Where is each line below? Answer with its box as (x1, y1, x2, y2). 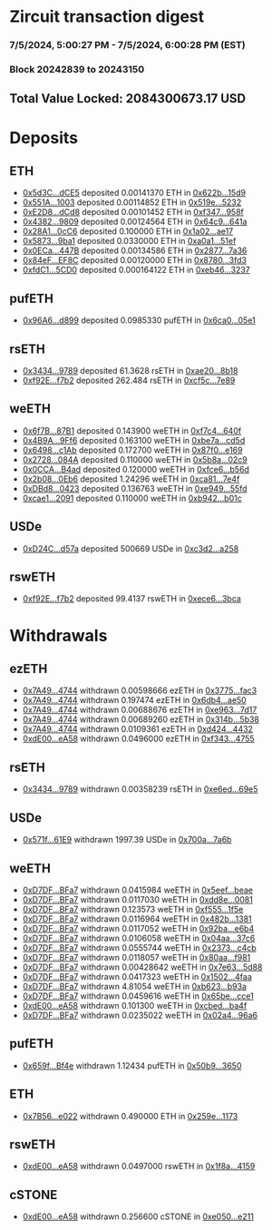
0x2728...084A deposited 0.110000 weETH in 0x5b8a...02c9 (22, 454, 248, 464)
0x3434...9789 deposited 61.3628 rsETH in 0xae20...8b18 (22, 366, 238, 376)
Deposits (9, 127, 79, 148)
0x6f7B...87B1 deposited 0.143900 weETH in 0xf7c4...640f (22, 425, 242, 436)
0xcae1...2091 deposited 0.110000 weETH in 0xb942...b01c (22, 493, 242, 503)
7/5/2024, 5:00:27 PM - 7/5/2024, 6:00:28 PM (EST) (9, 39, 247, 52)
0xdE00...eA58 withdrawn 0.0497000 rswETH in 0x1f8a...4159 (22, 1161, 256, 1172)
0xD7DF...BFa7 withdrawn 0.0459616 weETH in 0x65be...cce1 (22, 991, 254, 1001)
